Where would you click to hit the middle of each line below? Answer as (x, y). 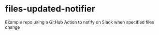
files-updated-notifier (50, 9)
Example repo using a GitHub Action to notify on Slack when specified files (80, 22)
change (13, 27)
